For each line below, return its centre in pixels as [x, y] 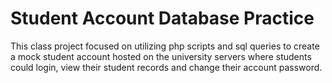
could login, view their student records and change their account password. [166, 67]
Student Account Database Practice [162, 18]
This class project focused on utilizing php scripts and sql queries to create [165, 46]
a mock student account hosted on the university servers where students [161, 56]
